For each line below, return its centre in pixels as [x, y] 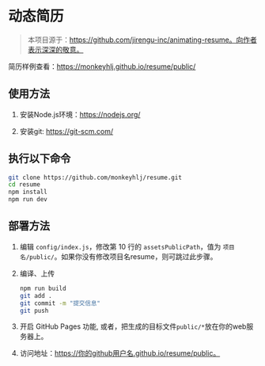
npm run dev [28, 200]
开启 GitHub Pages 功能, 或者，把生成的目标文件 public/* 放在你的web [133, 326]
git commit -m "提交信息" [60, 303]
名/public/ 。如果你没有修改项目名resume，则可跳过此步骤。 [118, 256]
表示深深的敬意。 [55, 49]
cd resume [25, 185]
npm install [28, 192]
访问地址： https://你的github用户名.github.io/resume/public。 [120, 353]
